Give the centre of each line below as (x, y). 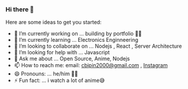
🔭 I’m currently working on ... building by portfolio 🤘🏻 (78, 34)
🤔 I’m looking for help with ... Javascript (62, 52)
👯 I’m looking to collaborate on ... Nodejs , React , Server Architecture (98, 46)
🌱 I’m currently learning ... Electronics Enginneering (76, 40)
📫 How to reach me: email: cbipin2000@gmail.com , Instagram (91, 65)
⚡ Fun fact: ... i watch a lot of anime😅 (59, 80)
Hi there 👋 (20, 9)
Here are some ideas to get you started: (54, 22)
